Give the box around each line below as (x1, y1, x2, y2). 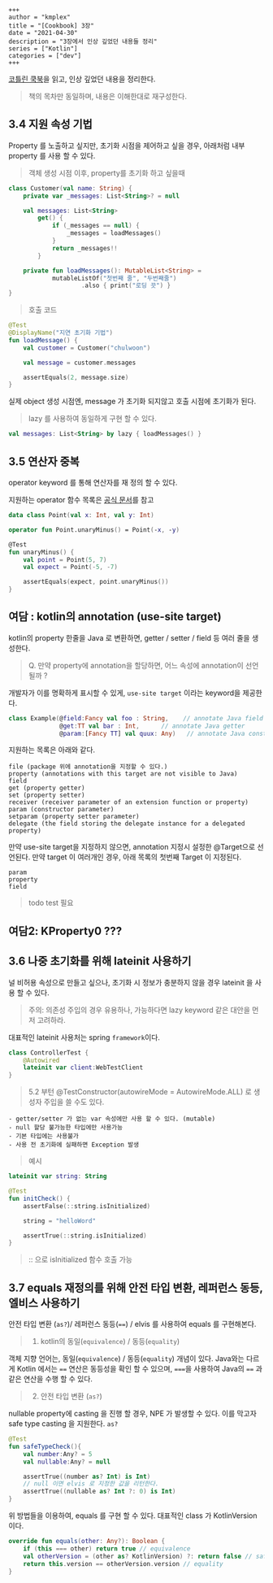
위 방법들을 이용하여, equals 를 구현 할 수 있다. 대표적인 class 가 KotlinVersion (8, 1511, 258, 1520)
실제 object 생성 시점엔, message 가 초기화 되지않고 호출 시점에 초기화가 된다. (8, 397, 257, 407)
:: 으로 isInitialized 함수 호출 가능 (28, 1255, 132, 1264)
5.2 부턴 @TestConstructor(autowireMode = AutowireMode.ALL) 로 (28, 1087, 252, 1097)
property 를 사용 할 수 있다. (8, 150, 96, 160)
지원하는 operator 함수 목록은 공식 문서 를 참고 (8, 495, 154, 504)
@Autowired (23, 1056, 60, 1064)
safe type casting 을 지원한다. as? (8, 1419, 119, 1429)
